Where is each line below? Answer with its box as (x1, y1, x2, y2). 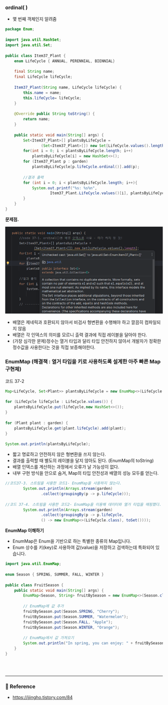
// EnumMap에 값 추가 (23, 604, 64, 609)
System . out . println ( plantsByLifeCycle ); (5, 442, 91, 447)
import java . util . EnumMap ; (5, 561, 61, 567)
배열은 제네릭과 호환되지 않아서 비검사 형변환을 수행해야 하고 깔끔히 (12, 319, 143, 325)
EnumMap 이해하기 (5, 527, 44, 533)
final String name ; (14, 69, 55, 74)
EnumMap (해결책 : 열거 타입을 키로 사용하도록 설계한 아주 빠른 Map (5, 358, 161, 365)
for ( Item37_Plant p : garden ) (23, 159, 88, 164)
